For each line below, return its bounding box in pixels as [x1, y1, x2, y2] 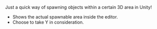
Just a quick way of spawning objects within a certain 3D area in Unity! [5, 4, 152, 10]
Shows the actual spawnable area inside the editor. [12, 14, 118, 19]
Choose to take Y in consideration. [12, 19, 84, 25]
